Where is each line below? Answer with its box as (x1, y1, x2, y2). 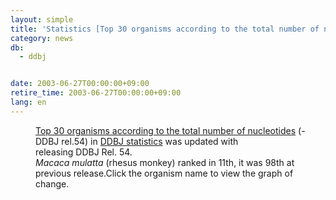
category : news (10, 33, 74, 43)
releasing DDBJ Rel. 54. (35, 146, 133, 158)
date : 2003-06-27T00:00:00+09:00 (10, 79, 150, 89)
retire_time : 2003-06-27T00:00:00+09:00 (10, 88, 182, 98)
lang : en (10, 97, 47, 107)
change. (35, 177, 70, 190)
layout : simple (10, 14, 74, 25)
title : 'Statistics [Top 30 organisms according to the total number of (10, 24, 320, 34)
